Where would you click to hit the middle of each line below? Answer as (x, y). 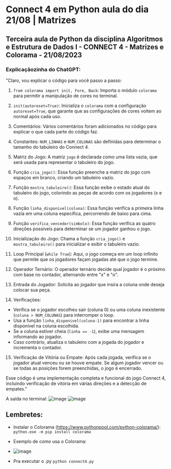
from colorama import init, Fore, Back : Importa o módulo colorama (85, 90)
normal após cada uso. (37, 116)
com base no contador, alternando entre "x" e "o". (66, 274)
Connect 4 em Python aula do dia (77, 9)
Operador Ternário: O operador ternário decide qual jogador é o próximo (89, 269)
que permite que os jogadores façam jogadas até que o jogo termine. (86, 259)
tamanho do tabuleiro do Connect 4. (51, 147)
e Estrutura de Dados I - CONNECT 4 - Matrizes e (85, 47)
